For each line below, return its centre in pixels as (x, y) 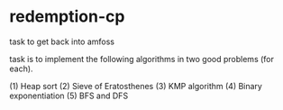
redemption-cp (67, 17)
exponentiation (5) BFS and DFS (69, 96)
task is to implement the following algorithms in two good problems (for (142, 59)
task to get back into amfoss (62, 41)
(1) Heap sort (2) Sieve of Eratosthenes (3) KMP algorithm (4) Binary (136, 86)
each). (21, 69)
